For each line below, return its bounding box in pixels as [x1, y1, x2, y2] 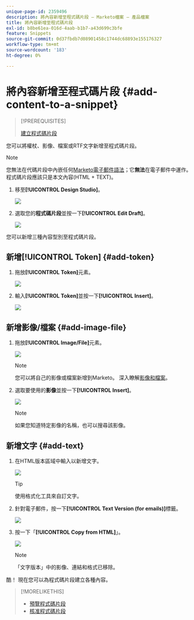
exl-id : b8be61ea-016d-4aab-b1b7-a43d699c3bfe [6, 25, 123, 31]
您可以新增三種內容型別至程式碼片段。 [6, 233, 99, 240]
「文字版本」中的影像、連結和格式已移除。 [14, 564, 119, 570]
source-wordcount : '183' [6, 47, 67, 53]
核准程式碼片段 [29, 608, 66, 614]
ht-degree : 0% [6, 53, 41, 58]
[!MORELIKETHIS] [20, 588, 64, 595]
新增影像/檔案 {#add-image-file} [6, 322, 127, 332]
